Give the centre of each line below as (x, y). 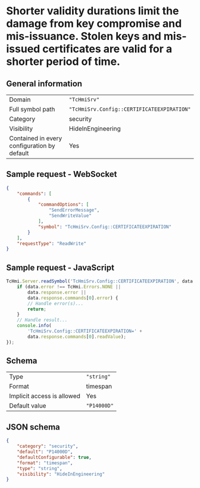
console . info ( (34, 326)
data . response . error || (57, 292)
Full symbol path (32, 109)
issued (23, 49)
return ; (37, 309)
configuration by (32, 146)
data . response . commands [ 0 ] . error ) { (73, 298)
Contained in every (36, 138)
